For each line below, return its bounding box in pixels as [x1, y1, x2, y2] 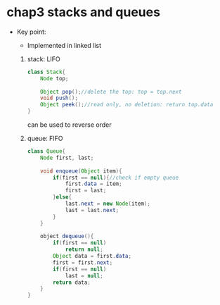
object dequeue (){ [40, 233, 94, 240]
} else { [52, 194, 72, 201]
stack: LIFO [27, 54, 60, 63]
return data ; [52, 279, 91, 286]
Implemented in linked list [27, 41, 101, 49]
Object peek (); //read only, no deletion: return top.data [40, 101, 214, 108]
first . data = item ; [65, 180, 122, 187]
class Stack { [27, 68, 66, 75]
